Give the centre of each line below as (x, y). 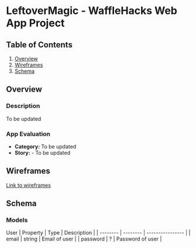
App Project (35, 23)
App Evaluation (28, 134)
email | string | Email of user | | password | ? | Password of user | (84, 239)
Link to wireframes (29, 185)
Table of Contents (39, 45)
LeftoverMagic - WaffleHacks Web (92, 11)
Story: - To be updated (42, 152)
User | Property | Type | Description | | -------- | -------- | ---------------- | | (99, 233)
